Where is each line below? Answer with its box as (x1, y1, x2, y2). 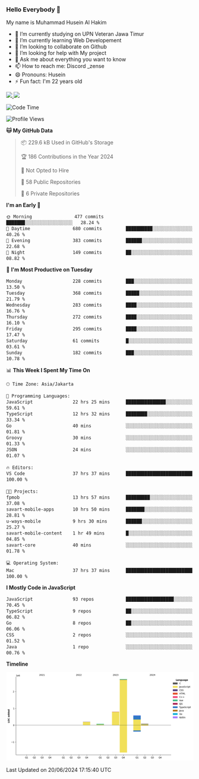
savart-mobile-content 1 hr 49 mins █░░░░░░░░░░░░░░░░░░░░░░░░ (6, 530, 193, 536)
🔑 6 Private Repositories (20, 190, 80, 197)
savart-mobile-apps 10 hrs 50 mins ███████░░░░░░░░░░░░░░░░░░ (6, 506, 193, 512)
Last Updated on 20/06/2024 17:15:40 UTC (6, 766, 112, 773)
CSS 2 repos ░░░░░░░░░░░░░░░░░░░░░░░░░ (6, 632, 193, 638)
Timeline (6, 660, 29, 667)
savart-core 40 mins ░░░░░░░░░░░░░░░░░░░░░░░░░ (6, 542, 193, 548)
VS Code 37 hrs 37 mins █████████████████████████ (6, 471, 193, 477)
